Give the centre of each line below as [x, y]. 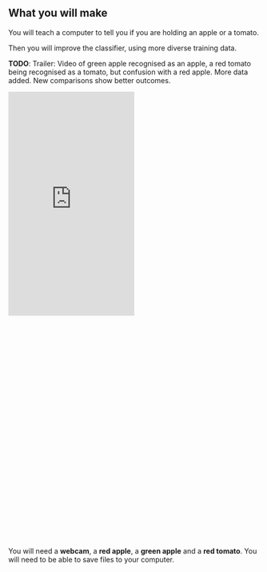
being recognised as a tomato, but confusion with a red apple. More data [128, 72]
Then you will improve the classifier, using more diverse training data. [123, 48]
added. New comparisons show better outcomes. [90, 80]
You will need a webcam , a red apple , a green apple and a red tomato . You [133, 550]
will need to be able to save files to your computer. [91, 559]
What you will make [58, 13]
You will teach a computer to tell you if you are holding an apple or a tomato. [134, 32]
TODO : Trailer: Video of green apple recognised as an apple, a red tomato [130, 63]
